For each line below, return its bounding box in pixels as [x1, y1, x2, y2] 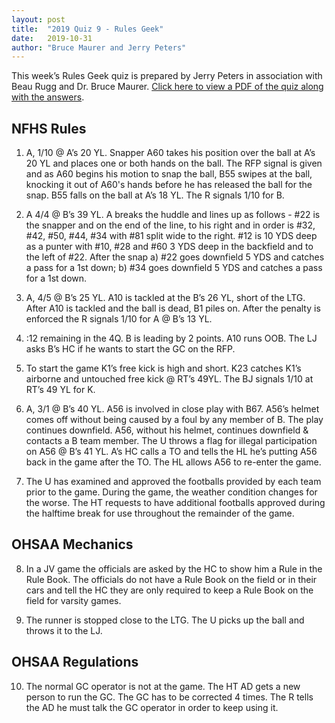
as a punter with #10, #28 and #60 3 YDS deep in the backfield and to [25, 241, 314, 253]
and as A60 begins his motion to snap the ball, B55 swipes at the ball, [25, 168, 313, 180]
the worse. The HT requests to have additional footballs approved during [25, 497, 326, 509]
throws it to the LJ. [25, 624, 103, 636]
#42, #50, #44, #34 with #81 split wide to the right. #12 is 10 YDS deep [25, 230, 318, 242]
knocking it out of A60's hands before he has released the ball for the [25, 179, 313, 191]
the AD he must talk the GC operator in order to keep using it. [25, 701, 279, 713]
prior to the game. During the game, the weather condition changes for [25, 486, 318, 498]
